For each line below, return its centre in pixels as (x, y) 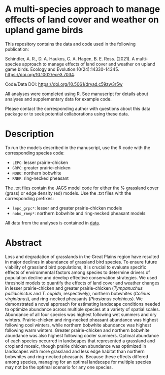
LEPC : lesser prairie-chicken (40, 162)
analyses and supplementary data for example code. (58, 99)
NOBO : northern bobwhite (37, 173)
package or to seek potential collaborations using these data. (67, 114)
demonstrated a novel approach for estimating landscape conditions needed (83, 304)
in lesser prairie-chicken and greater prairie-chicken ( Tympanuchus (74, 288)
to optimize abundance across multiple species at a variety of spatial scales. (82, 309)
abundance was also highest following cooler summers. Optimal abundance (82, 335)
